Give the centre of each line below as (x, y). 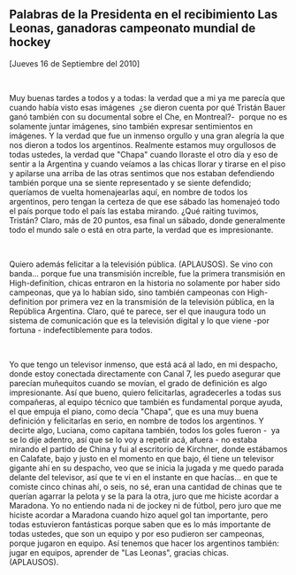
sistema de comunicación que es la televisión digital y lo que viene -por (139, 320)
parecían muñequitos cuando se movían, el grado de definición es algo (138, 383)
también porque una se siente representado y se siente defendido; (130, 183)
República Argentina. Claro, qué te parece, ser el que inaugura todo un (138, 311)
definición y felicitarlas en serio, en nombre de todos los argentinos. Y (137, 421)
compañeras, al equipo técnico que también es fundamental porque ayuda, (146, 401)
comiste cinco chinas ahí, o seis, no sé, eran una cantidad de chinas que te (146, 486)
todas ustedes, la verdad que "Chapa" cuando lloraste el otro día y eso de (144, 154)
